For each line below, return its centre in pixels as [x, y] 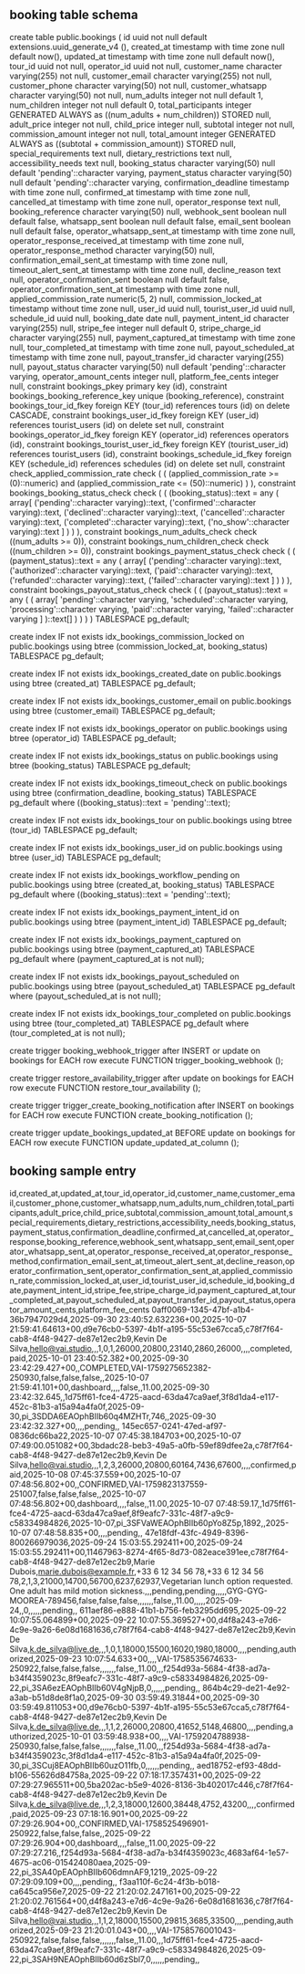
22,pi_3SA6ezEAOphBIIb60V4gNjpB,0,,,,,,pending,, [105, 1687]
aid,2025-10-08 [39, 1474]
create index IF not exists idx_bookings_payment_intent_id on [124, 912]
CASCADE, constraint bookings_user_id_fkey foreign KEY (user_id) [134, 415]
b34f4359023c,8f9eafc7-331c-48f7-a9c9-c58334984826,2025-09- [139, 1677]
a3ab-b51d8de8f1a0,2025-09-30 [71, 1697]
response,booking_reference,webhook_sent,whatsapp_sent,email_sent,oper [152, 1241]
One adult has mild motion [59, 1591]
